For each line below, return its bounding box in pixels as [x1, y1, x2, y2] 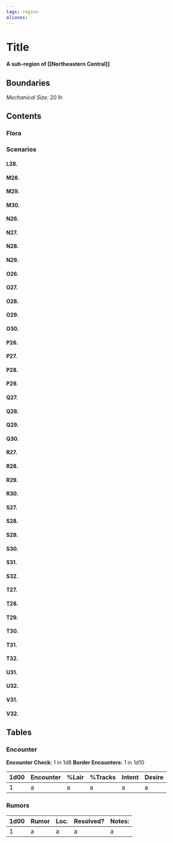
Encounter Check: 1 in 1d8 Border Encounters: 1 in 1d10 [6, 759, 145, 766]
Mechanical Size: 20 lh [6, 94, 63, 101]
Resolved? [74, 817, 105, 825]
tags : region [6, 8, 39, 15]
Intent [122, 773, 139, 782]
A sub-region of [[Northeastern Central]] [6, 61, 110, 68]
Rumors [6, 802, 30, 810]
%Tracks [89, 773, 116, 782]
